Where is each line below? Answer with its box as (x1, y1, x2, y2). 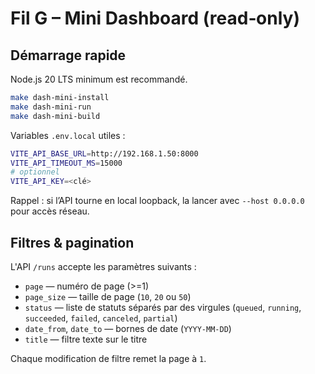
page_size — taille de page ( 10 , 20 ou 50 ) (24, 290, 192, 302)
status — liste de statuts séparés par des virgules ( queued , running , (24, 301, 302, 313)
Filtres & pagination (10, 234, 135, 251)
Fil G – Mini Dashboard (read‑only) (10, 7, 301, 30)
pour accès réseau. (10, 205, 90, 217)
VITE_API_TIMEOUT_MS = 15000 (10, 158, 123, 168)
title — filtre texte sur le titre (24, 333, 148, 345)
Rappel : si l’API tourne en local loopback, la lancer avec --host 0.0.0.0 (10, 195, 305, 207)
